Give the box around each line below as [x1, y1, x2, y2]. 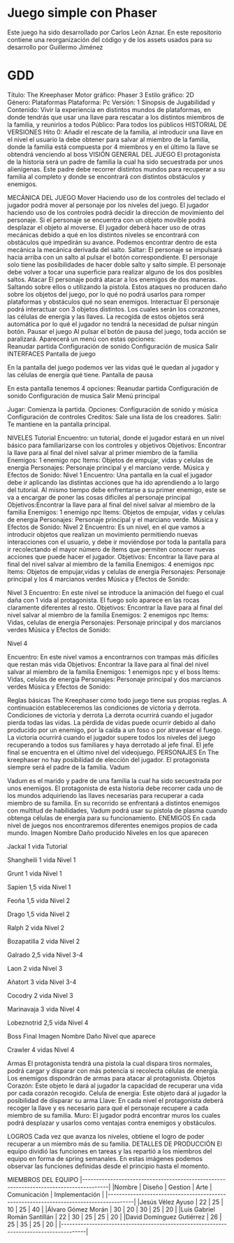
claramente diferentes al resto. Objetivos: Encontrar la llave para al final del [7, 603, 224, 612]
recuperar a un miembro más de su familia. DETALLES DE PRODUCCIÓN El [7, 1139, 222, 1148]
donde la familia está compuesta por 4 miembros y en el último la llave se [7, 142, 219, 151]
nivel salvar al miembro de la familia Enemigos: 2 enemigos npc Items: [7, 610, 210, 619]
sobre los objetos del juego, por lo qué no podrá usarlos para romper [7, 290, 206, 298]
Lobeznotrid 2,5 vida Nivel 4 [7, 1018, 89, 1027]
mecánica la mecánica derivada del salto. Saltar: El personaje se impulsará [7, 245, 222, 253]
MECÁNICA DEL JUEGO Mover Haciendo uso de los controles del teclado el [7, 193, 226, 202]
